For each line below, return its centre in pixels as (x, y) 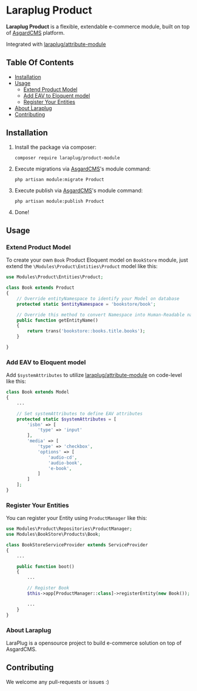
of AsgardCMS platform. (35, 32)
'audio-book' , (65, 463)
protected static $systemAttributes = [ (67, 419)
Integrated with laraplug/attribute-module (56, 44)
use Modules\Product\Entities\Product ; (55, 277)
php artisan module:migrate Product (59, 179)
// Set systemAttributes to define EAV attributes (80, 413)
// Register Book (48, 588)
